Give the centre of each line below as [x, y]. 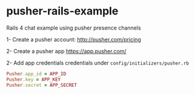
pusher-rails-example [62, 11]
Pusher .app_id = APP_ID [36, 74]
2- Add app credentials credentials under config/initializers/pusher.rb [98, 63]
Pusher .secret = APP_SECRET [42, 85]
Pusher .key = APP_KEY [34, 80]
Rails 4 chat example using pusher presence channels [74, 28]
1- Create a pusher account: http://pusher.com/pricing [74, 39]
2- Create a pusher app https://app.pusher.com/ [66, 51]
